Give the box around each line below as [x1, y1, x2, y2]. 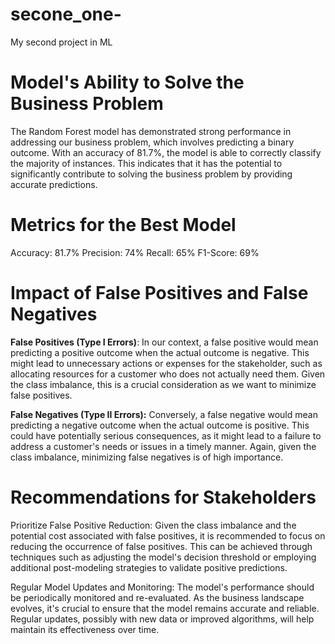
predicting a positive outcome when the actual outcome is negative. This [10, 346, 310, 358]
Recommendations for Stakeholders [10, 486, 317, 508]
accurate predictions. [10, 178, 98, 190]
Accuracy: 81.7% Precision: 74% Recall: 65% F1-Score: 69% [10, 246, 260, 258]
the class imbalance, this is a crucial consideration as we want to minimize [10, 378, 317, 390]
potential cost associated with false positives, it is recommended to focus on [10, 529, 326, 542]
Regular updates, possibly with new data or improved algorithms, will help [10, 613, 315, 625]
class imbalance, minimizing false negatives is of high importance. [10, 451, 284, 463]
